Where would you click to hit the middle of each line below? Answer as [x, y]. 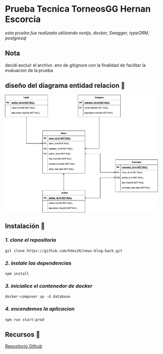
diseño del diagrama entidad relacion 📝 [65, 86]
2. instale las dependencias [38, 263]
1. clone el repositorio [31, 240]
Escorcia [23, 19]
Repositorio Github [24, 346]
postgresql [16, 38]
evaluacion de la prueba [29, 70]
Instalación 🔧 [25, 226]
